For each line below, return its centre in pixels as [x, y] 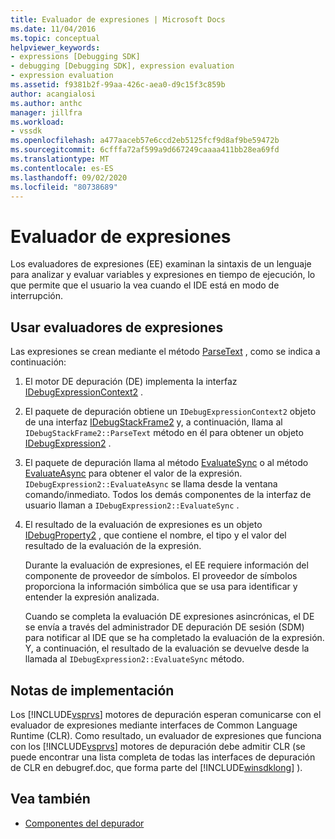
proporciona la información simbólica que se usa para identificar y [161, 587]
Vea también [50, 799]
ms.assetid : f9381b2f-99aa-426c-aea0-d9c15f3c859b [118, 85]
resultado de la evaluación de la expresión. [113, 546]
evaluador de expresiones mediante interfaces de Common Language [154, 725]
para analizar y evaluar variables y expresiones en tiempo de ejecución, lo [163, 275]
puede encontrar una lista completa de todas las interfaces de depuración [163, 757]
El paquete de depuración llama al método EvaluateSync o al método [166, 463]
